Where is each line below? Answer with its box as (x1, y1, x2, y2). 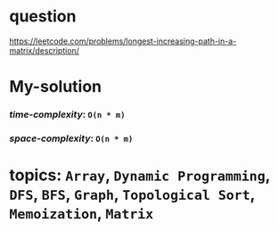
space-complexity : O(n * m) (9, 132, 134, 144)
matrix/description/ (9, 45, 80, 55)
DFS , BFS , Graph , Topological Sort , (9, 185, 256, 204)
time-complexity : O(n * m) (9, 109, 126, 121)
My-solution (9, 77, 102, 97)
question (9, 6, 77, 27)
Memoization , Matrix (9, 203, 154, 224)
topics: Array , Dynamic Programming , (9, 165, 271, 186)
